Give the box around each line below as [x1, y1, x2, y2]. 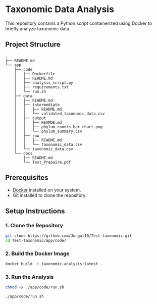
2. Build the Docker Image [5, 250, 70, 257]
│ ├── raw [14, 133, 39, 138]
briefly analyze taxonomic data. [5, 25, 71, 31]
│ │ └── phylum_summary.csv [14, 129, 82, 134]
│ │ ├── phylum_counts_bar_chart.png [14, 124, 102, 129]
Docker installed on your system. [12, 187, 81, 193]
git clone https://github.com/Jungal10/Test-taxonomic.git [5, 233, 132, 238]
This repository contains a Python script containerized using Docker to [5, 20, 152, 26]
